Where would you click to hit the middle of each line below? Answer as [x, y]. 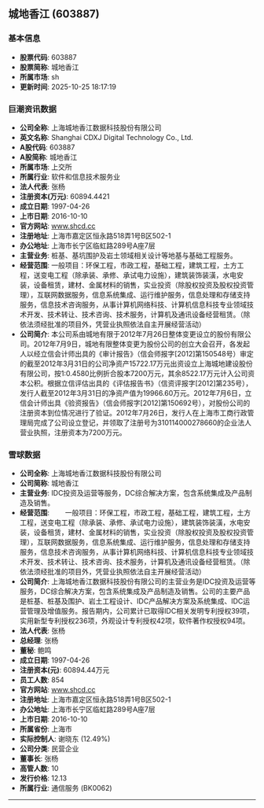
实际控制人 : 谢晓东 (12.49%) [65, 739]
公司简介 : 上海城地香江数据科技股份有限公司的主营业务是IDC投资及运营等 [137, 581]
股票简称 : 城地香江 [49, 67]
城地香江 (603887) [54, 14]
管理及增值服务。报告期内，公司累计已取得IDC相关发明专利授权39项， [140, 611]
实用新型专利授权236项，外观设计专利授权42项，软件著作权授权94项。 [134, 621]
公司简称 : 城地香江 [49, 483]
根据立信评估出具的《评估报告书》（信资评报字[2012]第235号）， [150, 383]
